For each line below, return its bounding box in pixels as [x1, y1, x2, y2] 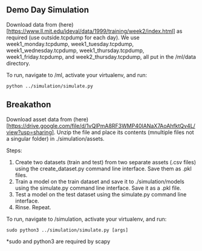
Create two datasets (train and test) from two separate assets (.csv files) [15, 158, 197, 166]
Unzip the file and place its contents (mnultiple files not [56, 129, 195, 136]
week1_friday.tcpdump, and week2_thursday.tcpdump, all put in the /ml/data [6, 53, 197, 60]
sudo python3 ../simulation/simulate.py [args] [6, 227, 129, 233]
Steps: [6, 147, 22, 154]
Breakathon [6, 99, 51, 110]
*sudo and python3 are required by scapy [6, 238, 111, 245]
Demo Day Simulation [6, 5, 90, 15]
